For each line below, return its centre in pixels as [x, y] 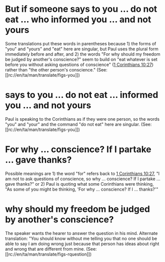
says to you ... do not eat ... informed [82, 95]
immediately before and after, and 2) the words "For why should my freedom [83, 54]
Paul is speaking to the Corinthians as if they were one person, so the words [82, 119]
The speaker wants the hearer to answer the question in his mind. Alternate [82, 233]
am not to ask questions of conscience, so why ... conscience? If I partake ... [83, 179]
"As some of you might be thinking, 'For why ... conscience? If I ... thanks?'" [82, 189]
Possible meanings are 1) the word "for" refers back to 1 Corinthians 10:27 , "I [82, 173]
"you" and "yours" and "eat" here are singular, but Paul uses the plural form [82, 49]
